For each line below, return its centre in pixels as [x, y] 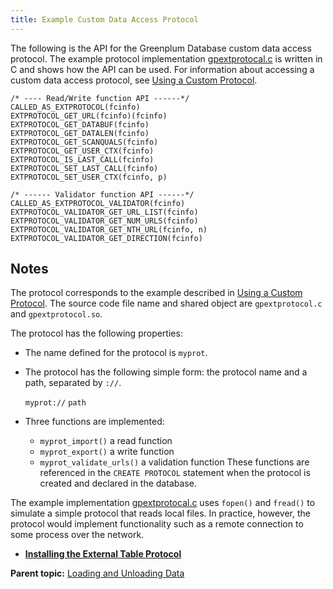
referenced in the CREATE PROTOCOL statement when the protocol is [175, 473]
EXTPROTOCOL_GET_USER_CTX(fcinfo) [82, 151]
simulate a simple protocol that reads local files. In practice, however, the [160, 513]
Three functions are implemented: [94, 422]
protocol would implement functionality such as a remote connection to [157, 524]
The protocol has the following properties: [96, 333]
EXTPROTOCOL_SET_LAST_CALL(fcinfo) [84, 168]
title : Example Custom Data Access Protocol [104, 19]
